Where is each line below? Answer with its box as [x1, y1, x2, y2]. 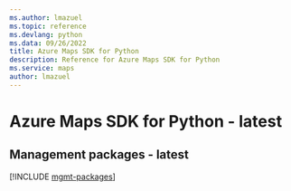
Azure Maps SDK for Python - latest [9, 110, 283, 131]
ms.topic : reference [9, 22, 88, 31]
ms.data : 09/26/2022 [9, 38, 88, 48]
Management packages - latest [9, 147, 190, 163]
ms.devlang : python [9, 30, 83, 39]
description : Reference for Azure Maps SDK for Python [9, 55, 221, 64]
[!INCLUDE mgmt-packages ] [9, 171, 116, 182]
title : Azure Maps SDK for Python [9, 47, 140, 56]
